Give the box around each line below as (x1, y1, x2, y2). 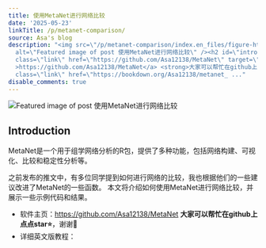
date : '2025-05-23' (8, 19, 73, 27)
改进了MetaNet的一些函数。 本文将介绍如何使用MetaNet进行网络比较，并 (14, 183, 254, 193)
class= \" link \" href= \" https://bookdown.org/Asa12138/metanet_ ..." (15, 71, 246, 78)
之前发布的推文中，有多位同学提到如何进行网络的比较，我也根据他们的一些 (8, 173, 251, 182)
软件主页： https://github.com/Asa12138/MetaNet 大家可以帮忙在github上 (19, 209, 258, 219)
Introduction (8, 124, 71, 137)
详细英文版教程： (19, 231, 76, 242)
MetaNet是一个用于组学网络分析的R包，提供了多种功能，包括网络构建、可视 (8, 146, 256, 155)
